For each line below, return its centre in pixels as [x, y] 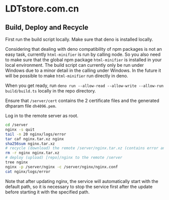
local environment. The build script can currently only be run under [75, 65]
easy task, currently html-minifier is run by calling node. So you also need [83, 54]
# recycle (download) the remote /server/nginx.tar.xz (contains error [82, 148]
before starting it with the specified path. [47, 192]
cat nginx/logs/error [28, 171]
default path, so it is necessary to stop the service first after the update [79, 186]
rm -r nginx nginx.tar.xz [32, 153]
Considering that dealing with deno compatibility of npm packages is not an [83, 49]
